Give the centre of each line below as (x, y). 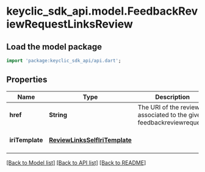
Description (173, 97)
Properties (27, 80)
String (58, 115)
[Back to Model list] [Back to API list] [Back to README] (76, 162)
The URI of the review (169, 107)
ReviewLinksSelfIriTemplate (90, 140)
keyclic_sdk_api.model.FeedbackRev (102, 11)
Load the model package (54, 47)
